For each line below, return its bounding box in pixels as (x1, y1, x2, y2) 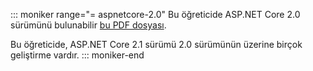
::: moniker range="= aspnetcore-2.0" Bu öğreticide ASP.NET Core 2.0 (10, 9, 301, 20)
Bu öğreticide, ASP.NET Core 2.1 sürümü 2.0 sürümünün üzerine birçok (10, 39, 303, 50)
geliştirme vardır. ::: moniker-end (10, 49, 145, 61)
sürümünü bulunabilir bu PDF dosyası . (10, 19, 167, 31)
